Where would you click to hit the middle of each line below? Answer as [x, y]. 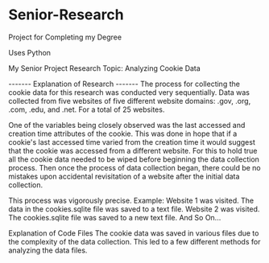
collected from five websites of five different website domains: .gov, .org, [130, 101]
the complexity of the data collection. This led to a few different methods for [134, 241]
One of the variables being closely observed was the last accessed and [127, 125]
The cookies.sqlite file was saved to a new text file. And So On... [115, 217]
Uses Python [29, 52]
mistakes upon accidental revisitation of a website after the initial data [124, 176]
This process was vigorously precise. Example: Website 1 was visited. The [131, 200]
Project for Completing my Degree [65, 37]
